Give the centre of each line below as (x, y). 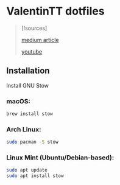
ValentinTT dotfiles (55, 11)
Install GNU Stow (28, 85)
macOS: (18, 101)
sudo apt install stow (35, 176)
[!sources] (34, 28)
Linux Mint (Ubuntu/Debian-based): (60, 158)
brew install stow (30, 114)
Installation (28, 71)
